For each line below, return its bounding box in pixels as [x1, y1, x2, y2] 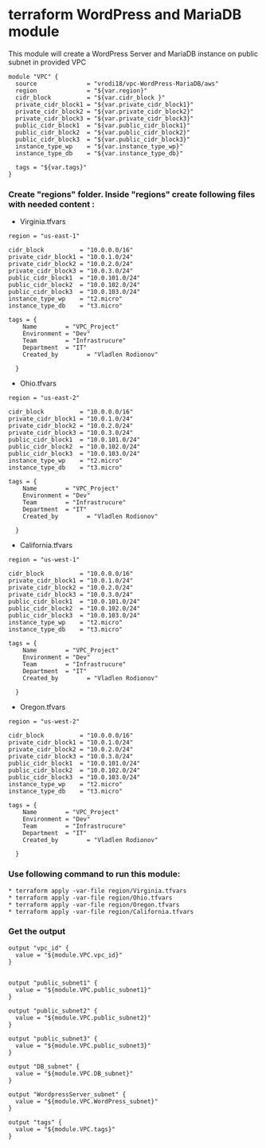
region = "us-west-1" [8, 556, 80, 564]
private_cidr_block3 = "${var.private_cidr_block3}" [15, 114, 194, 123]
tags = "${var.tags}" [15, 163, 88, 171]
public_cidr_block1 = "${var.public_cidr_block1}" [15, 121, 191, 129]
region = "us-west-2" [8, 718, 80, 726]
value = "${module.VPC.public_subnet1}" [15, 985, 151, 993]
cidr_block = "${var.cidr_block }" [15, 93, 166, 101]
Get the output [8, 926, 66, 937]
